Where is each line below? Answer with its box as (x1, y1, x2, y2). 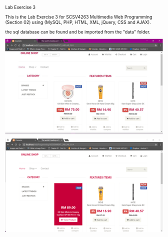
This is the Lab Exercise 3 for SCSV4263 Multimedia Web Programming (5, 14, 152, 19)
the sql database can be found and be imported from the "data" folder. (5, 29, 151, 34)
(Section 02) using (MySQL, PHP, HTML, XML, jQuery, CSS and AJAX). (5, 19, 151, 25)
